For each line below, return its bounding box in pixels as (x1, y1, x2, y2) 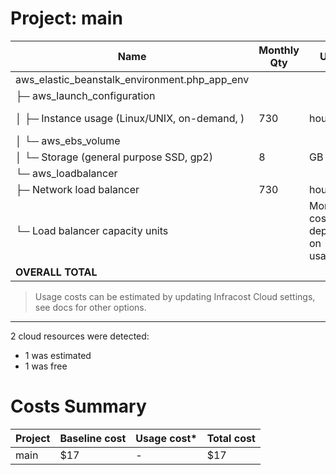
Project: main (10, 7, 123, 30)
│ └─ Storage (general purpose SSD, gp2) (15, 150, 213, 164)
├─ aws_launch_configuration (15, 88, 156, 102)
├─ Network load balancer (15, 182, 140, 196)
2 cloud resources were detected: (10, 330, 150, 342)
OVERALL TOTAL (15, 265, 98, 279)
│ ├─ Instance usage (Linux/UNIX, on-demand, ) (15, 111, 245, 125)
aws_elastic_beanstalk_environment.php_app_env (15, 72, 250, 86)
